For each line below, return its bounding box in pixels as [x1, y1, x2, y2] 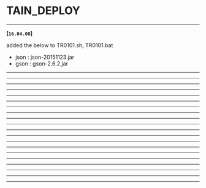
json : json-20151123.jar [15, 53, 75, 61]
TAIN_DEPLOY [6, 4, 81, 18]
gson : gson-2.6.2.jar [15, 59, 69, 67]
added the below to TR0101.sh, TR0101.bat [6, 41, 113, 49]
